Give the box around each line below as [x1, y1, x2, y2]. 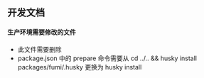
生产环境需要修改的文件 [7, 28, 76, 36]
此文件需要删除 [17, 45, 62, 53]
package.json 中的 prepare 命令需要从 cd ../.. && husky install [17, 54, 198, 62]
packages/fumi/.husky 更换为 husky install [17, 62, 142, 71]
